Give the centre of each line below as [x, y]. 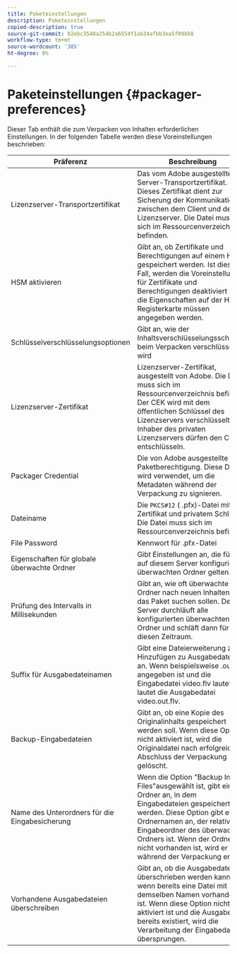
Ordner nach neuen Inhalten [184, 592]
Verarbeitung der [165, 930]
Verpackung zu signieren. [180, 493]
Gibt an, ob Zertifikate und [180, 247]
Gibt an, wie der [163, 329]
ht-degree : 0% [28, 54]
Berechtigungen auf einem [181, 255]
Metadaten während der [177, 484]
